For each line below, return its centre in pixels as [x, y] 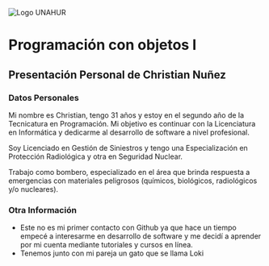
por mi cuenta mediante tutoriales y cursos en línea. [107, 245]
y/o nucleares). [34, 189]
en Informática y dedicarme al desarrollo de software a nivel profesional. [129, 132]
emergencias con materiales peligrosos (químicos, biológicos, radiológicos [133, 181]
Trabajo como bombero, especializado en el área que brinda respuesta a [129, 172]
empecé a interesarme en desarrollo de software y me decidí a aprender [141, 236]
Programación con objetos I [103, 45]
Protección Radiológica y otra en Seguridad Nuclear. [96, 156]
